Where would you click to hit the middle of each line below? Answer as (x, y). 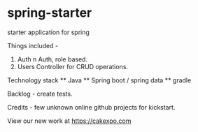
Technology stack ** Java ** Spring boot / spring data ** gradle (99, 80)
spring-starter (50, 13)
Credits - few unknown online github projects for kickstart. (91, 107)
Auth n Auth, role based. (52, 59)
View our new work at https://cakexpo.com (69, 121)
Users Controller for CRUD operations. (72, 66)
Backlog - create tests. (40, 94)
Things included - (33, 45)
